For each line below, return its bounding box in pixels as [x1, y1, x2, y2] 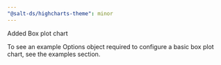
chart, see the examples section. [7, 50, 101, 58]
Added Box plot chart [7, 29, 68, 37]
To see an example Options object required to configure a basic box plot [7, 42, 214, 50]
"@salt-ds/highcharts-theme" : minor [7, 10, 113, 17]
